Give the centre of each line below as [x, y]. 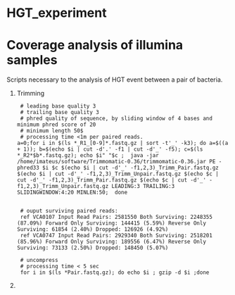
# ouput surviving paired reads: [69, 211]
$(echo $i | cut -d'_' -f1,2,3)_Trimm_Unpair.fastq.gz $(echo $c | [118, 174]
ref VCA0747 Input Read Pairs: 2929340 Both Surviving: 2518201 [116, 236]
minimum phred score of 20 [56, 125]
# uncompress [39, 261]
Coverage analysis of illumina [95, 45]
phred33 [28, 168]
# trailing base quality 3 [59, 113]
